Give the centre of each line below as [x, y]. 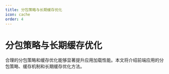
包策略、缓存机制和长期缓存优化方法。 [45, 66]
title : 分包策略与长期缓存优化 [34, 10]
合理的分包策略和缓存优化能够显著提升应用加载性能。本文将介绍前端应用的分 [84, 60]
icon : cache [18, 14]
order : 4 [14, 19]
